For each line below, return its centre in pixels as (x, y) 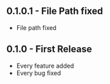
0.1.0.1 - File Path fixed (55, 11)
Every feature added (45, 66)
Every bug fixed (39, 73)
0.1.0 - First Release (49, 50)
